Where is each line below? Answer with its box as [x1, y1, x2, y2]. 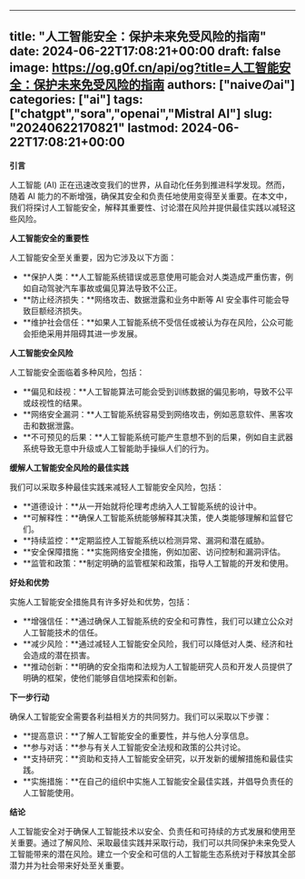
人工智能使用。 [22, 787, 79, 798]
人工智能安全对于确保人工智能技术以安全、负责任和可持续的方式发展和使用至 [9, 825, 296, 836]
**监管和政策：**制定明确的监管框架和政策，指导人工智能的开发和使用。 [22, 557, 293, 568]
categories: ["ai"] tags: [9, 92, 143, 107]
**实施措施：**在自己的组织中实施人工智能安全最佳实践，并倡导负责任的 [22, 775, 293, 786]
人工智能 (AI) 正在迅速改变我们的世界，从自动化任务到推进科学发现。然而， [9, 179, 290, 190]
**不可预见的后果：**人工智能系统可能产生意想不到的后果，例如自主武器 [22, 431, 293, 442]
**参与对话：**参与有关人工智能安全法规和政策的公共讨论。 [22, 742, 246, 753]
